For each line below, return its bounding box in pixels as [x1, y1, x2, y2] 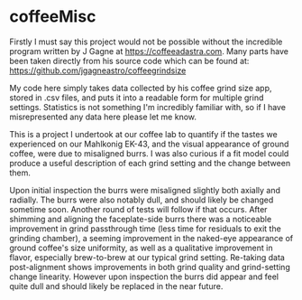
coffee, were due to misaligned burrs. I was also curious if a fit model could [9, 147, 289, 159]
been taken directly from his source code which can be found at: [9, 55, 250, 66]
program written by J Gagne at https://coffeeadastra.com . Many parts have [9, 45, 288, 56]
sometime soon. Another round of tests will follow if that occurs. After [9, 203, 268, 214]
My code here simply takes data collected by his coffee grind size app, [9, 82, 272, 93]
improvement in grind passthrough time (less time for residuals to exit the [9, 223, 281, 234]
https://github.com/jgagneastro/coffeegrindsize [9, 65, 187, 76]
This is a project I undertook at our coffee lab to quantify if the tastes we [9, 128, 278, 139]
